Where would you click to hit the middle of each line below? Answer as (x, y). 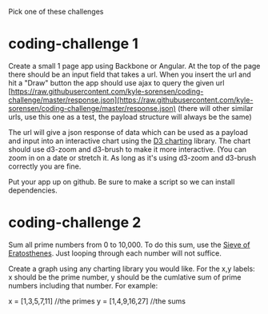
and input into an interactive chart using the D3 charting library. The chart (130, 141)
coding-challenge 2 (75, 223)
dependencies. (33, 190)
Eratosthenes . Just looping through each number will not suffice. (115, 253)
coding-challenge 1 (73, 44)
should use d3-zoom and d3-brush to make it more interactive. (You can (127, 149)
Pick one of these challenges (56, 12)
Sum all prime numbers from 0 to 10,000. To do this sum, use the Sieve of (129, 244)
